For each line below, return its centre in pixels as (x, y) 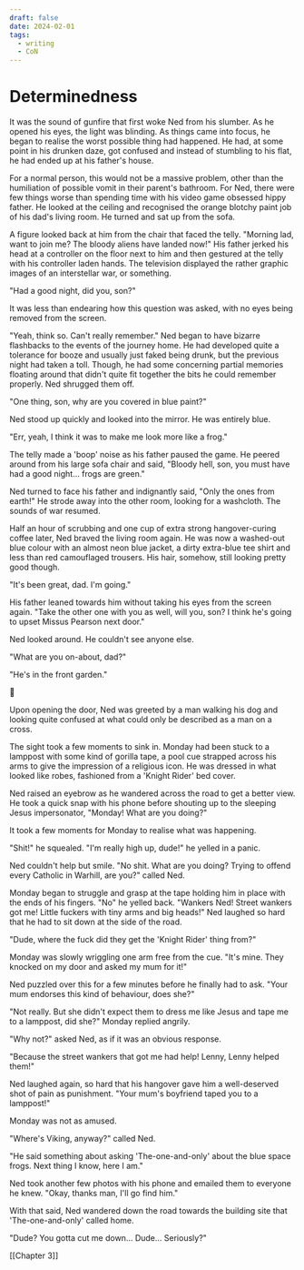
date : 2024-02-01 (42, 26)
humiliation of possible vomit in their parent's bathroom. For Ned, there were (152, 188)
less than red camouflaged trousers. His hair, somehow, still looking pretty (148, 558)
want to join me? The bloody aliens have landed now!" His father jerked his (149, 244)
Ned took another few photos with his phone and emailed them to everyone (151, 1184)
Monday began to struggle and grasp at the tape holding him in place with (147, 893)
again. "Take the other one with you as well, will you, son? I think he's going (151, 612)
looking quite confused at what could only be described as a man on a (141, 720)
